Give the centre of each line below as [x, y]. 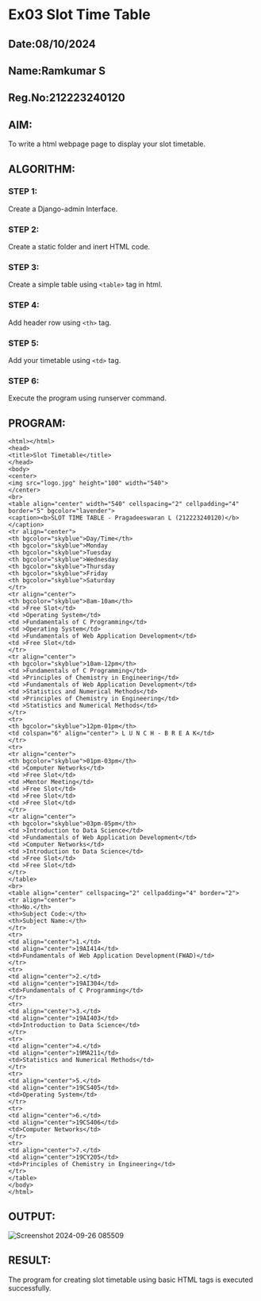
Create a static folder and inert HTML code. [79, 247]
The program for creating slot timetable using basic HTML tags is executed [131, 1280]
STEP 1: [23, 191]
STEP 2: [24, 230]
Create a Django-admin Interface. [63, 209]
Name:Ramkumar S [57, 70]
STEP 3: [24, 268]
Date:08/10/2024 [52, 44]
